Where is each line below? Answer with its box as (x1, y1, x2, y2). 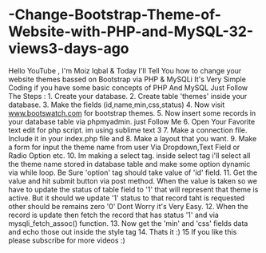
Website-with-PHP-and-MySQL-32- (8, 22, 254, 41)
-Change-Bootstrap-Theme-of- (8, 6, 222, 24)
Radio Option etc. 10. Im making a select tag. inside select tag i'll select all (8, 150, 251, 160)
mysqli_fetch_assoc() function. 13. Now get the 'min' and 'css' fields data (8, 218, 248, 228)
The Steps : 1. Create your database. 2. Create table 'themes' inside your (8, 91, 248, 101)
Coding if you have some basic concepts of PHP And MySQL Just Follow (8, 82, 248, 93)
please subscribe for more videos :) (8, 235, 125, 245)
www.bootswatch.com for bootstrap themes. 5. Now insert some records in (8, 108, 256, 117)
